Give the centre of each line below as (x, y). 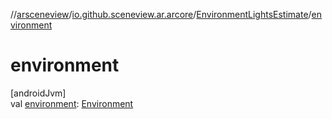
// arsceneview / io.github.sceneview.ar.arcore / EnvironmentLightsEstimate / (161, 14)
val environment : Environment (72, 103)
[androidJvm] (38, 93)
